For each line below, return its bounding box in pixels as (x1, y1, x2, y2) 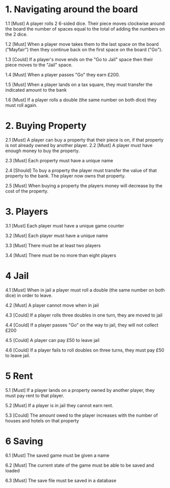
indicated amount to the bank (5, 87, 67, 93)
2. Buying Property (5, 120, 87, 132)
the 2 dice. (5, 31, 28, 37)
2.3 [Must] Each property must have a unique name (5, 157, 114, 163)
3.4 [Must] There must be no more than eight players (5, 252, 117, 258)
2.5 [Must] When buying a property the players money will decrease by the (5, 182, 163, 189)
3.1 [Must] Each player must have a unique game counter (5, 222, 125, 228)
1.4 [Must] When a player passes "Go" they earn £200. (5, 71, 120, 77)
